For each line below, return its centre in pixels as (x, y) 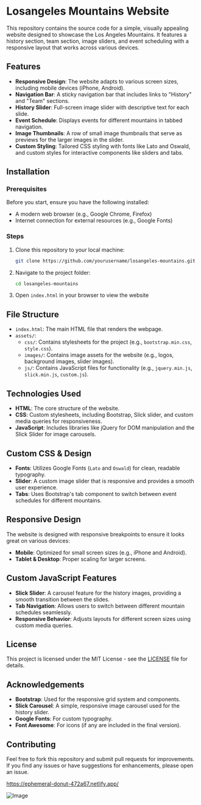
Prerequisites (26, 189)
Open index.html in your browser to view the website (82, 295)
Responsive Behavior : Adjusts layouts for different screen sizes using (103, 619)
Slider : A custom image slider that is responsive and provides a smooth (105, 481)
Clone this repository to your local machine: (70, 250)
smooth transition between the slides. (62, 599)
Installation (28, 172)
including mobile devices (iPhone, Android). (70, 88)
